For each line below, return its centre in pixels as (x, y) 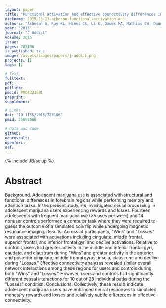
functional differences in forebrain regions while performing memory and (79, 200)
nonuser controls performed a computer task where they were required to (80, 221)
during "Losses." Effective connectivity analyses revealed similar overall (78, 263)
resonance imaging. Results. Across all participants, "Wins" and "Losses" (80, 232)
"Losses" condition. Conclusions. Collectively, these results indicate (74, 284)
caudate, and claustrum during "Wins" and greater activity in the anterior (79, 253)
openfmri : (15, 142)
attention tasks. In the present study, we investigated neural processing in (80, 205)
